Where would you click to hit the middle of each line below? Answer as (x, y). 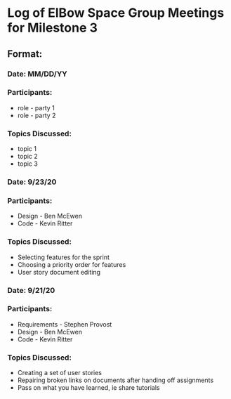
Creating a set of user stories (59, 373)
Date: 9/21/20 (31, 290)
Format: (25, 54)
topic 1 (27, 149)
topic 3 (28, 164)
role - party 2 (37, 115)
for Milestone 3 (53, 28)
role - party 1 (36, 107)
